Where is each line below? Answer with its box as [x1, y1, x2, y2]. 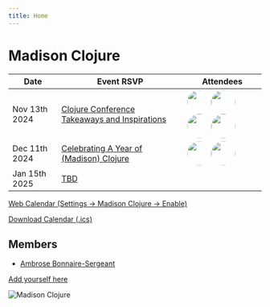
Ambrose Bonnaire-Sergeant [19, 259, 115, 268]
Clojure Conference [61, 103, 135, 114]
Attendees [202, 76, 243, 87]
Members [8, 237, 58, 251]
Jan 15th [12, 168, 47, 179]
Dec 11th [12, 143, 48, 154]
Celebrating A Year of [61, 143, 143, 154]
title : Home [8, 11, 48, 20]
